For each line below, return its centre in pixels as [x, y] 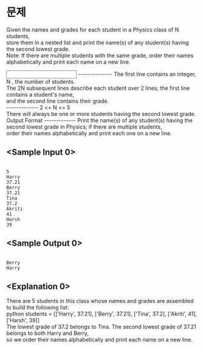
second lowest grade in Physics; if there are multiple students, [84, 127]
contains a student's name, [40, 94]
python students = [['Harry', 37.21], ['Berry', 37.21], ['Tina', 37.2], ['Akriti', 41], [102, 314]
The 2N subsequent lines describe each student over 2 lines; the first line [98, 88]
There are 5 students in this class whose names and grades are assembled [100, 301]
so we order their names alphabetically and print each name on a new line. [100, 340]
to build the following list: [38, 308]
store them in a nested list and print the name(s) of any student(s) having [98, 42]
